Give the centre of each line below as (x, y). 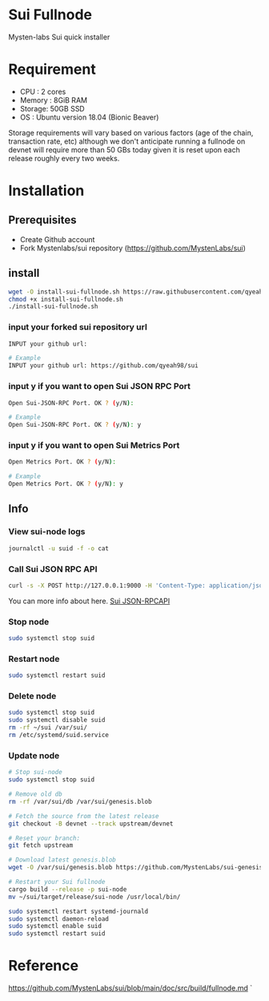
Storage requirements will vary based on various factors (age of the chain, (131, 132)
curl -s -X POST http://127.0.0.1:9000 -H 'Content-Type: (107, 586)
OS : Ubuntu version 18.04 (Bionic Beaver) (89, 117)
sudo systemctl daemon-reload (59, 919)
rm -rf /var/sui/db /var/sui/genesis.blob (80, 801)
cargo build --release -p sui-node (68, 889)
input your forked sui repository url (78, 327)
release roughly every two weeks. (64, 158)
